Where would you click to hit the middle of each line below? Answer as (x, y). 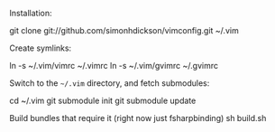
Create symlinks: (41, 48)
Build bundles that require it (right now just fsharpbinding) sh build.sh (138, 118)
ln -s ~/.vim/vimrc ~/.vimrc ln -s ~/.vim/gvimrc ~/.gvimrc (114, 66)
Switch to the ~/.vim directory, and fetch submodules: (110, 83)
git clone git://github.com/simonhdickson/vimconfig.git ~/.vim (124, 30)
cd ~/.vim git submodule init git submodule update (103, 100)
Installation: (31, 13)
